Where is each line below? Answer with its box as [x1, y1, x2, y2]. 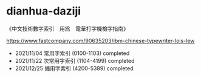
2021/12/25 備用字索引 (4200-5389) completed [15, 65, 134, 72]
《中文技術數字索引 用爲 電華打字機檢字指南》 [6, 25, 129, 32]
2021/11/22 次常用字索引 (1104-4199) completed [15, 57, 135, 64]
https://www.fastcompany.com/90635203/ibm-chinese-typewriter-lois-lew [6, 37, 195, 44]
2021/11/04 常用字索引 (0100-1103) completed [15, 50, 130, 57]
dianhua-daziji [6, 4, 81, 18]
